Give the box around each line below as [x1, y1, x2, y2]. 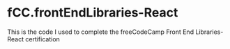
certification [25, 35, 61, 43]
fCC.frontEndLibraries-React [7, 5, 178, 21]
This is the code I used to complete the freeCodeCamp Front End [7, 28, 194, 36]
